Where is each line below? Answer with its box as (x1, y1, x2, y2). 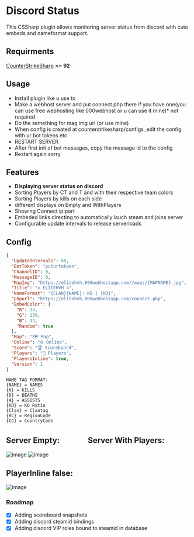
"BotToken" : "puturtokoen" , (11, 263, 80, 269)
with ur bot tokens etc (14, 131, 67, 138)
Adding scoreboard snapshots (14, 511, 88, 518)
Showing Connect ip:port (14, 207, 75, 214)
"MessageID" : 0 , (11, 274, 51, 280)
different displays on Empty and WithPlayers (14, 202, 122, 209)
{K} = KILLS (6, 387, 35, 393)
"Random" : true (16, 323, 54, 329)
